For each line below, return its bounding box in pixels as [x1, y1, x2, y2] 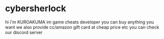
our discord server [5, 29, 43, 35]
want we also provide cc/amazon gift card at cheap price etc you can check [5, 24, 159, 30]
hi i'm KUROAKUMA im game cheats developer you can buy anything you [5, 19, 154, 25]
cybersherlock [5, 3, 66, 14]
